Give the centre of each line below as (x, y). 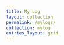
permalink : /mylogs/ (31, 22)
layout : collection (30, 17)
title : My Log (23, 11)
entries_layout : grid (32, 33)
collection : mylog (28, 28)
